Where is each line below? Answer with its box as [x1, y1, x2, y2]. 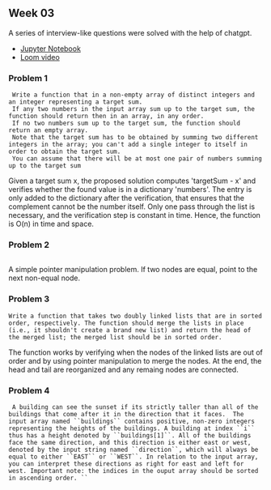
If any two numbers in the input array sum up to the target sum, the [11, 105, 255, 113]
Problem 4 [8, 385, 50, 396]
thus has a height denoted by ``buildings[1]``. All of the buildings [8, 432, 252, 440]
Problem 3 [8, 293, 50, 305]
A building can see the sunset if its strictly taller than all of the [11, 403, 259, 411]
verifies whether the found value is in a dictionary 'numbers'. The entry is [8, 185, 252, 194]
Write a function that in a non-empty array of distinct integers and [11, 91, 255, 100]
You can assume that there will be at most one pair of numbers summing [11, 155, 263, 163]
